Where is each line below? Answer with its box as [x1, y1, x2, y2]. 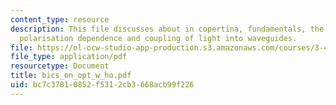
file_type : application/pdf [10, 52, 128, 62]
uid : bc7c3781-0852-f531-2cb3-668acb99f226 [10, 80, 195, 90]
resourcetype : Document [10, 61, 110, 71]
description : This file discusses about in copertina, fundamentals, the [10, 24, 325, 34]
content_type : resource [10, 14, 110, 25]
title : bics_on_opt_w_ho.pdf [10, 71, 132, 81]
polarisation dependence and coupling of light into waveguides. [19, 33, 298, 43]
